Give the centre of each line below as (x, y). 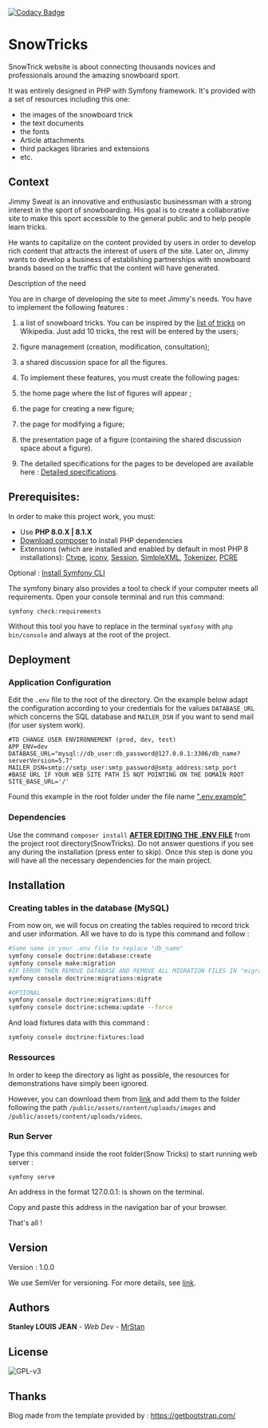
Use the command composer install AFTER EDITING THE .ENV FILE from (129, 835)
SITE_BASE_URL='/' (39, 782)
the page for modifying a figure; (72, 424)
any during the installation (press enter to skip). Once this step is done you (130, 851)
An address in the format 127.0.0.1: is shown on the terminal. (106, 1192)
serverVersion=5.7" (41, 761)
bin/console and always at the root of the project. (90, 634)
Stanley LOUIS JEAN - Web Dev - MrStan (77, 1327)
